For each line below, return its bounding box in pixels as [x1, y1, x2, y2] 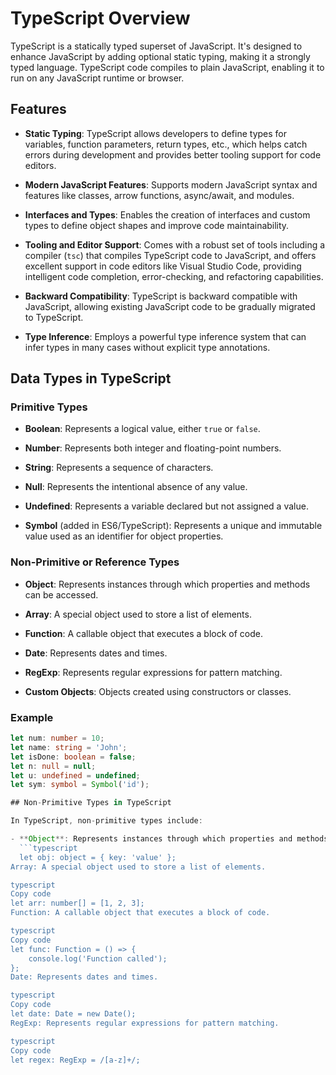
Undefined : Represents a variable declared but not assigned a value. [24, 500, 309, 512]
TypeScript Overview [10, 7, 191, 30]
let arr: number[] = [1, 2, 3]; [10, 898, 145, 909]
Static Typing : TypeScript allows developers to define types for [24, 127, 288, 139]
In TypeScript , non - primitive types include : [10, 816, 203, 826]
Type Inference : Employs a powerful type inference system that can [24, 330, 307, 342]
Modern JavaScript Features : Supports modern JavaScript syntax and [24, 178, 318, 191]
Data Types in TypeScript [10, 370, 172, 387]
